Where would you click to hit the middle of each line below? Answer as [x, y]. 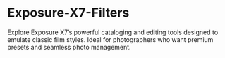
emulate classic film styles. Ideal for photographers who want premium [110, 39]
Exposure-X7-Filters [68, 13]
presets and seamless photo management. [69, 47]
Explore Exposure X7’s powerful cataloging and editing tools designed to [113, 32]
